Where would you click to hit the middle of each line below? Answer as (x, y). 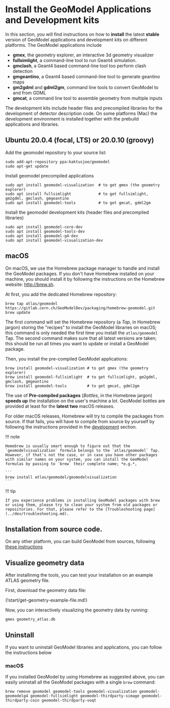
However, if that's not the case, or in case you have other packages (81, 455)
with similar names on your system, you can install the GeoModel (77, 459)
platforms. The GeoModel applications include (54, 45)
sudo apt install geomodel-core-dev (44, 227)
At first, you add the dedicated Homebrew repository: (61, 294)
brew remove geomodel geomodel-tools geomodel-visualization (71, 692)
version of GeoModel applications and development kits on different (76, 40)
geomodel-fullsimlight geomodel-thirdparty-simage (85, 696)
